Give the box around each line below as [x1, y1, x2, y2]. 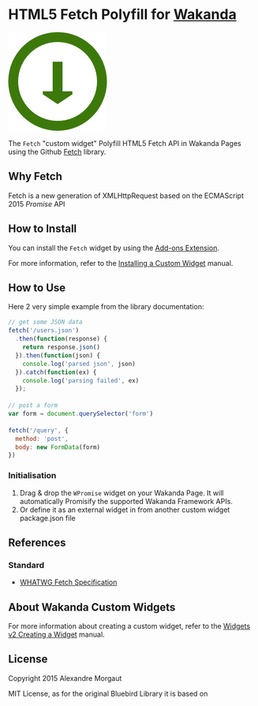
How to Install [8, 222, 77, 236]
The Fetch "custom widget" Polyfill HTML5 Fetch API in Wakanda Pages [8, 138, 242, 148]
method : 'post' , [15, 435, 69, 443]
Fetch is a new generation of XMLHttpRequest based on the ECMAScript [8, 191, 245, 200]
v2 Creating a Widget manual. [8, 629, 105, 640]
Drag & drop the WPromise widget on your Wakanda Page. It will [19, 487, 224, 498]
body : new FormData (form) [15, 443, 101, 451]
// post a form [8, 402, 58, 409]
